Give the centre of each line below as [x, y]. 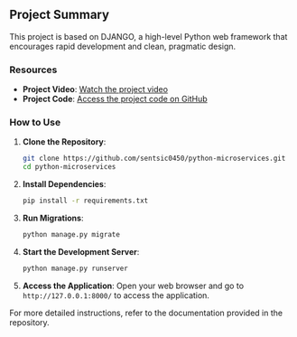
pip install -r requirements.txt [85, 201]
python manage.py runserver [75, 268]
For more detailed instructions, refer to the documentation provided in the [146, 313]
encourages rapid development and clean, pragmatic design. [123, 46]
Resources [33, 70]
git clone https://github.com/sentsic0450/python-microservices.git [154, 159]
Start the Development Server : [81, 251]
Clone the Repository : [64, 142]
